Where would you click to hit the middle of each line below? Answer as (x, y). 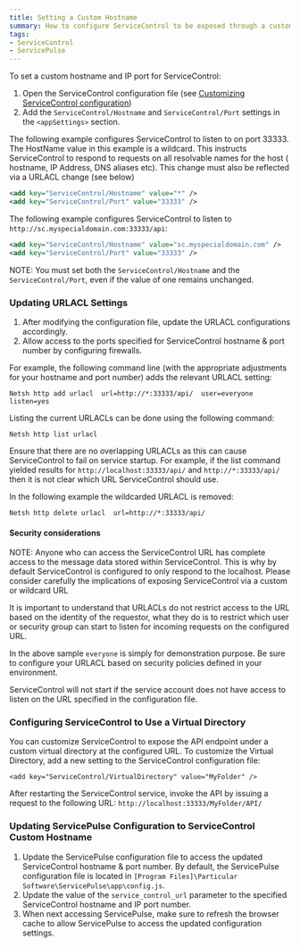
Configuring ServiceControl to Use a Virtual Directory (128, 722)
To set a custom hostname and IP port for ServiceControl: (115, 76)
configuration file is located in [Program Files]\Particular (130, 876)
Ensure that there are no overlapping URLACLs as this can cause (128, 451)
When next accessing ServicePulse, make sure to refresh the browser (150, 914)
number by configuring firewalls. (82, 350)
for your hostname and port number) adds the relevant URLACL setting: (141, 377)
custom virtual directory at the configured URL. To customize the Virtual (142, 752)
